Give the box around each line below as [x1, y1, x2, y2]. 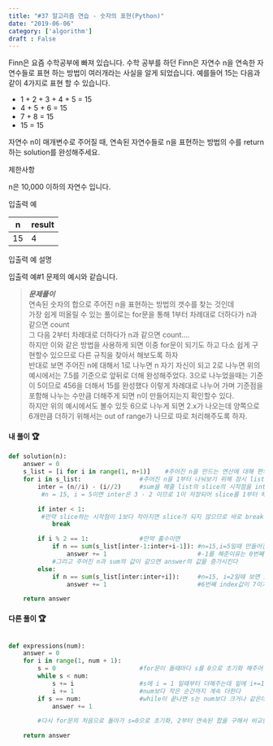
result [31, 219, 54, 230]
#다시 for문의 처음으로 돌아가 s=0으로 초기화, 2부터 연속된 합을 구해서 [37, 717, 248, 725]
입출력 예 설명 [8, 255, 53, 264]
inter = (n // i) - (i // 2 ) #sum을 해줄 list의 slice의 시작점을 [37, 482, 252, 491]
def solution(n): [8, 452, 67, 460]
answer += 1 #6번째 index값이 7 [66, 580, 257, 588]
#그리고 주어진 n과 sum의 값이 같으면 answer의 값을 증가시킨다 [51, 557, 238, 565]
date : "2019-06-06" [8, 20, 75, 28]
